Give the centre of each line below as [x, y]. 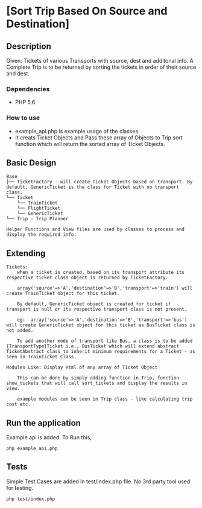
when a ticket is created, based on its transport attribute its [101, 273]
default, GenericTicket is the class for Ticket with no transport [93, 187]
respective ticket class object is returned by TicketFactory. [87, 278]
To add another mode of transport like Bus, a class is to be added [105, 341]
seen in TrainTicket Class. [42, 357]
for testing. [20, 487]
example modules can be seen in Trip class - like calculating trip [105, 399]
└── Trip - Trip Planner [37, 219]
